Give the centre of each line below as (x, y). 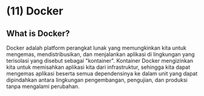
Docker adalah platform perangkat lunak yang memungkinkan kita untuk (97, 48)
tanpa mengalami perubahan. (43, 86)
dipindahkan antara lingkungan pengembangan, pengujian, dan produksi (97, 80)
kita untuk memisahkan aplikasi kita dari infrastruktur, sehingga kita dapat (98, 67)
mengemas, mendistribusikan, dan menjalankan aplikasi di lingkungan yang (101, 54)
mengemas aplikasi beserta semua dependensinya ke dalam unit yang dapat (102, 73)
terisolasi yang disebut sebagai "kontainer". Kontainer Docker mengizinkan (100, 61)
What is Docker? (38, 34)
